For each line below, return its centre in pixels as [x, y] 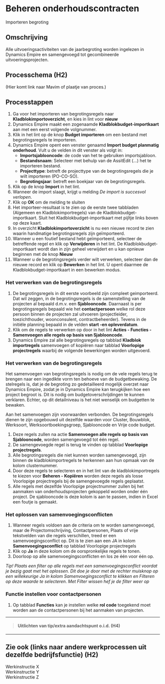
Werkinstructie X [23, 666]
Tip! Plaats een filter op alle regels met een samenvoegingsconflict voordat [82, 566]
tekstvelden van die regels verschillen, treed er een [64, 536]
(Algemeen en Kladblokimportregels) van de [57, 213]
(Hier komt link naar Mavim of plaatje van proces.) [56, 87]
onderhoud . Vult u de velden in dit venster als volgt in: [68, 150]
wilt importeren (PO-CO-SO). [49, 176]
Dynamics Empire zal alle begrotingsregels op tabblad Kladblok [77, 340]
